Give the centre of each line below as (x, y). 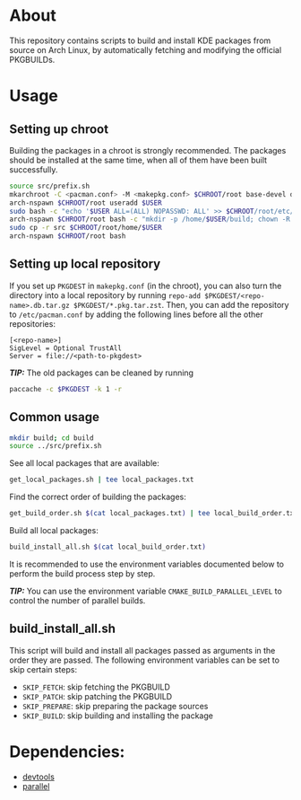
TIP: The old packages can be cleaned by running (102, 373)
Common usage (55, 417)
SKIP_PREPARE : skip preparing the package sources (115, 706)
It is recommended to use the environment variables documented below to (147, 564)
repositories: (33, 323)
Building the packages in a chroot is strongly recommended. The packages (148, 150)
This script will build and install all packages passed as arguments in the (142, 650)
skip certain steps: (43, 669)
